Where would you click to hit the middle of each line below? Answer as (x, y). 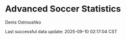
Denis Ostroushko (23, 22)
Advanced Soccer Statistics (63, 9)
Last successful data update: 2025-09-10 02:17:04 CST (61, 31)
